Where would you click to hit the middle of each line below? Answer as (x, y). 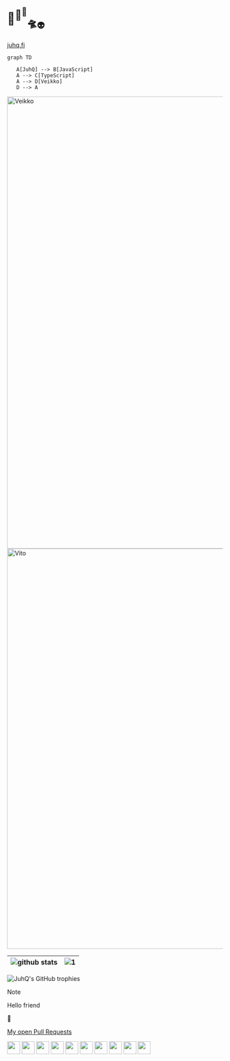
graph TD (20, 58)
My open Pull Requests (39, 1032)
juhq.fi (16, 45)
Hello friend (24, 1006)
